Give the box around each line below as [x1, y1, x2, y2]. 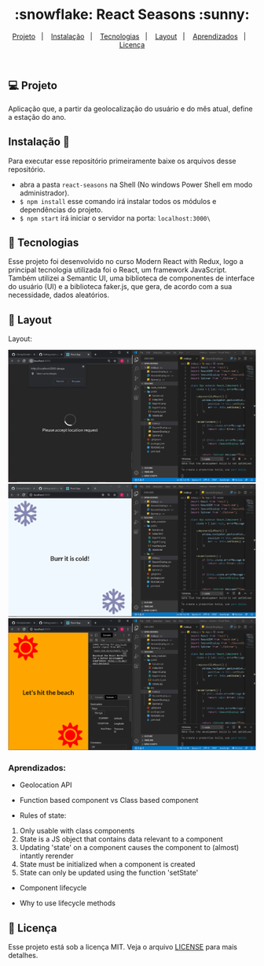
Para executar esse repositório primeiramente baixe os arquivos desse [8, 156, 236, 165]
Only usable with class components [19, 826, 135, 836]
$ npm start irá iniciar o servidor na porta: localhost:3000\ [19, 213, 211, 222]
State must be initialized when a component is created [19, 860, 196, 869]
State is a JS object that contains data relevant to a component [19, 834, 223, 844]
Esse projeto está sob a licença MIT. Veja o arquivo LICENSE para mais [8, 942, 238, 951]
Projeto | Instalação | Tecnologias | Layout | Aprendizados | [12, 32, 246, 41]
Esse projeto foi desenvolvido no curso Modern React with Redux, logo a [8, 257, 244, 266]
